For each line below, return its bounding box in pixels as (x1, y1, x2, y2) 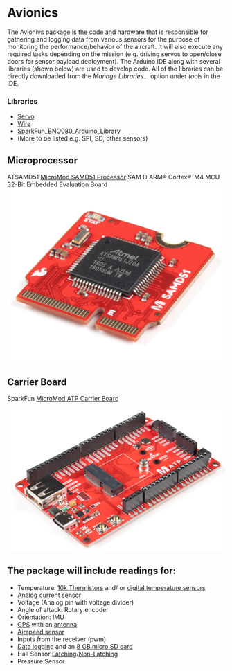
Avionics (7, 5, 59, 21)
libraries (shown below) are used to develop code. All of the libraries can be (7, 64, 224, 73)
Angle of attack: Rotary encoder (17, 605, 109, 614)
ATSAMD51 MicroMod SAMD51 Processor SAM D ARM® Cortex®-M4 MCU (7, 173, 220, 181)
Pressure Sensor (17, 656, 65, 665)
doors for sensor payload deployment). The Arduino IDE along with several (7, 57, 220, 65)
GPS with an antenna (17, 620, 78, 628)
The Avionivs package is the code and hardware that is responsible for (7, 28, 209, 36)
